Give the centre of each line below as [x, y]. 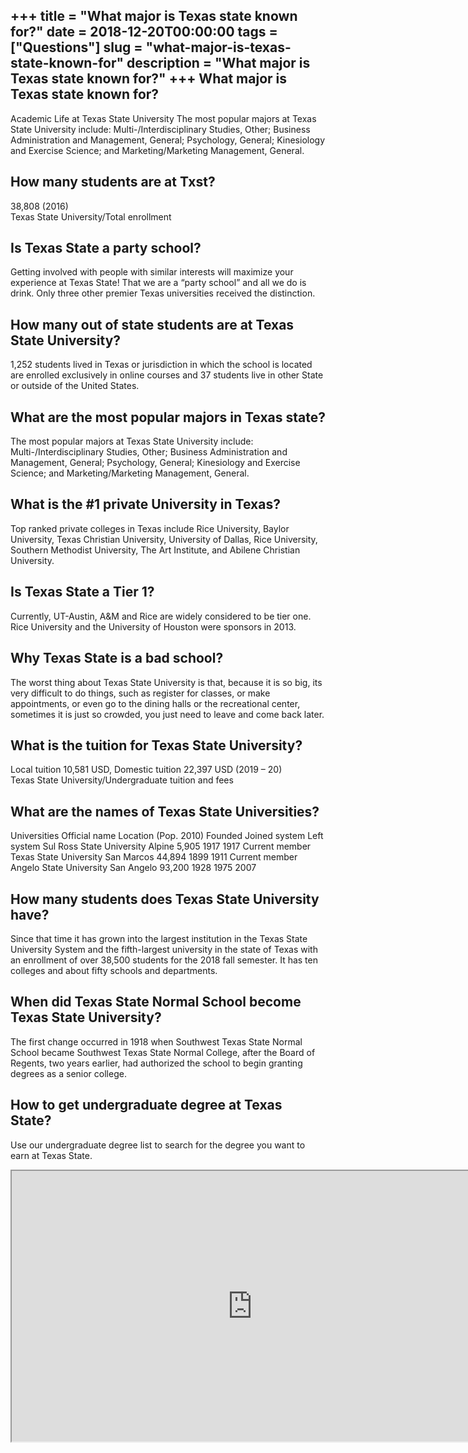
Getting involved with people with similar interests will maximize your [152, 272]
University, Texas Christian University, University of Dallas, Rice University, [164, 539]
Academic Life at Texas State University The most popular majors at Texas [163, 118]
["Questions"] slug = [76, 47]
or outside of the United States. [75, 386]
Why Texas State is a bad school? [117, 658]
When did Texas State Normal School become [156, 1002]
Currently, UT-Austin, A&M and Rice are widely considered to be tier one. [161, 616]
